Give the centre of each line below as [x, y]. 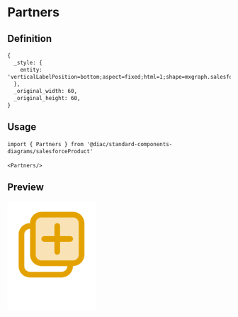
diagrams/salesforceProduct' [50, 151]
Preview [26, 188]
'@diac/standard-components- [129, 144]
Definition [29, 39]
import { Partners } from [45, 144]
